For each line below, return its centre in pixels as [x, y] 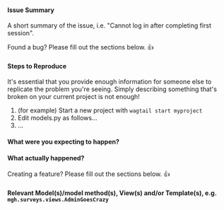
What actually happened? [46, 158]
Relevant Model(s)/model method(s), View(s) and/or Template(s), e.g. [112, 193]
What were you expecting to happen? [64, 142]
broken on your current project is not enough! [73, 97]
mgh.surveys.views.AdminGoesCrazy [58, 199]
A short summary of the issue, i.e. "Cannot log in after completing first [110, 25]
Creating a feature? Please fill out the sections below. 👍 [89, 174]
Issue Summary [31, 10]
